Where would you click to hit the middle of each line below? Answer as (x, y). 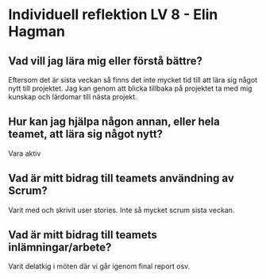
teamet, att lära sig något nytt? (86, 134)
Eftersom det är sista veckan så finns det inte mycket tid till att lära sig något (133, 80)
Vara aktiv (25, 153)
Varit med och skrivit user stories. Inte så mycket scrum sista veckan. (121, 210)
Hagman (37, 31)
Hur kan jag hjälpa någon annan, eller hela (114, 122)
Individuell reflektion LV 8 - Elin (113, 15)
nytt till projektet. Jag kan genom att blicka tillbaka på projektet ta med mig (130, 88)
